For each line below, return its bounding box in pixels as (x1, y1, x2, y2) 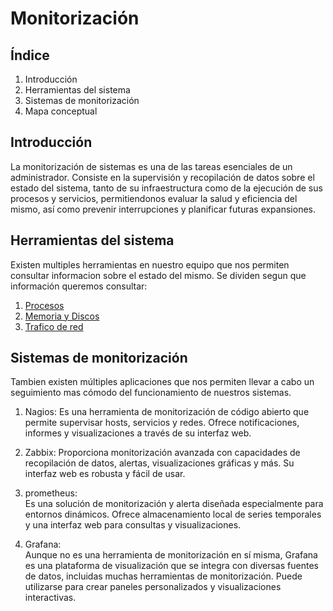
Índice (10, 47, 50, 64)
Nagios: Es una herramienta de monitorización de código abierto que (24, 406, 310, 418)
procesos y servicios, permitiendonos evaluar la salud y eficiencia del (10, 192, 298, 204)
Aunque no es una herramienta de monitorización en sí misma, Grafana (24, 549, 318, 561)
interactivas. (24, 592, 77, 604)
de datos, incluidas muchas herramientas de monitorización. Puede (24, 570, 303, 582)
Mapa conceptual (24, 105, 98, 117)
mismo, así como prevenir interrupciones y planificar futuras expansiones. (10, 203, 316, 215)
